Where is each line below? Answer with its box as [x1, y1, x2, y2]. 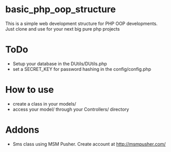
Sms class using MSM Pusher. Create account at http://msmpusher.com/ [12, 141, 166, 147]
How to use [5, 84, 54, 95]
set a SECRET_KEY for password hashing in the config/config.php [12, 66, 152, 72]
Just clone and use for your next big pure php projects [5, 26, 120, 32]
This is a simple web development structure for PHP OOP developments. [5, 20, 158, 27]
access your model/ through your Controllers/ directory [12, 106, 129, 112]
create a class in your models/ [12, 100, 77, 107]
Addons [5, 124, 39, 136]
